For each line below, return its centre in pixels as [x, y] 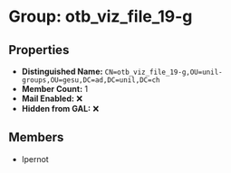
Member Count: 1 [54, 89]
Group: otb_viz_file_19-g [101, 17]
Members [36, 137]
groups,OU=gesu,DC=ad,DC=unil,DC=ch [91, 80]
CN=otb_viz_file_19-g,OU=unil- [164, 72]
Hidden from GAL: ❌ [60, 109]
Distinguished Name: [62, 71]
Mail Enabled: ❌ [52, 98]
